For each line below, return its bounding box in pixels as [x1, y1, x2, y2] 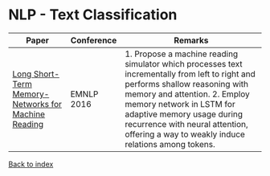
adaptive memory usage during [124, 108, 243, 120]
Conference [70, 35, 117, 46]
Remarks [174, 35, 209, 46]
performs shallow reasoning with [124, 78, 249, 89]
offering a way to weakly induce [124, 129, 245, 140]
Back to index [8, 159, 54, 169]
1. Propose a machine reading [124, 48, 239, 59]
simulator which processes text [124, 58, 243, 69]
